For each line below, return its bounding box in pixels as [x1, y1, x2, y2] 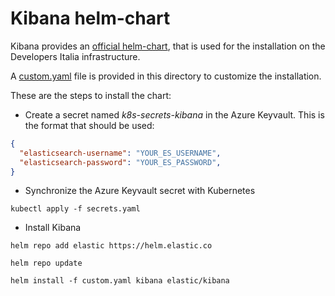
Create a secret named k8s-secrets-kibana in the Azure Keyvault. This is [24, 108, 325, 121]
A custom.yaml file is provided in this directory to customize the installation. [10, 70, 322, 82]
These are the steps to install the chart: [10, 89, 172, 101]
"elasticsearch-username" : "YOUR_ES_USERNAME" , [19, 148, 222, 158]
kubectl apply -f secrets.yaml [10, 204, 141, 214]
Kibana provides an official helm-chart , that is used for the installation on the [10, 40, 326, 52]
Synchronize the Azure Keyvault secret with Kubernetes [24, 185, 256, 197]
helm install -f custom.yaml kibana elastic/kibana [10, 276, 230, 286]
